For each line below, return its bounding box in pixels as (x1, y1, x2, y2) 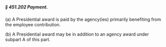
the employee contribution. (5, 21, 61, 27)
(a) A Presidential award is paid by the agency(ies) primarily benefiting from (5, 16, 161, 22)
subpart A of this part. (5, 36, 51, 42)
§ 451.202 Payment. (5, 4, 48, 10)
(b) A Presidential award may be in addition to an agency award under (5, 31, 149, 37)
